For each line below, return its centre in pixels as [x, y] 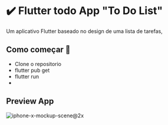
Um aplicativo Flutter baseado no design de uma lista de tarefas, [85, 31]
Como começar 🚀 [38, 50]
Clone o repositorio [38, 64]
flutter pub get [32, 70]
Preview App [30, 101]
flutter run [27, 76]
